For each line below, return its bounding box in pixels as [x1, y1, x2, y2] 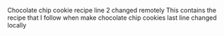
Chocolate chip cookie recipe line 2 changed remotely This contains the [7, 6, 217, 14]
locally [7, 21, 27, 29]
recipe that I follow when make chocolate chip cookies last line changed [7, 13, 217, 22]
